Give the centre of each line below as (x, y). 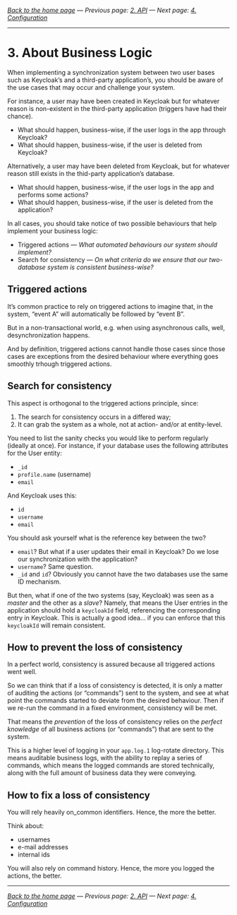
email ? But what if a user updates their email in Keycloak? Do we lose (118, 551)
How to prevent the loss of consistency (95, 647)
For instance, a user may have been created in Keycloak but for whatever (114, 101)
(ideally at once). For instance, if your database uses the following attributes (118, 445)
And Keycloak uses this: (42, 495)
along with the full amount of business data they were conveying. (102, 773)
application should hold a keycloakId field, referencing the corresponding (114, 610)
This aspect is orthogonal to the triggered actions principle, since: (103, 403)
